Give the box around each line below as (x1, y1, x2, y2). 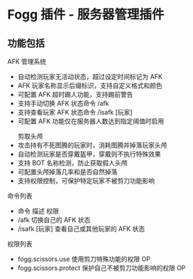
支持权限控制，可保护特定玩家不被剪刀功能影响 (17, 177, 155, 185)
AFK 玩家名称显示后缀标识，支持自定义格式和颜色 (17, 81, 163, 90)
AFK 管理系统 (7, 58, 47, 65)
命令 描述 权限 (17, 207, 59, 215)
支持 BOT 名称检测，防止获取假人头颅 (17, 159, 128, 167)
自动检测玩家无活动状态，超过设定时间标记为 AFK (17, 73, 163, 80)
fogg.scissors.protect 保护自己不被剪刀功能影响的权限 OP (17, 264, 186, 272)
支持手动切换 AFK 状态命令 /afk (17, 99, 109, 107)
